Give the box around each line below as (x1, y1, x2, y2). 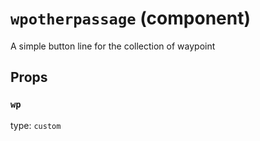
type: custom (10, 119, 62, 131)
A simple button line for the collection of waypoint (10, 40, 216, 52)
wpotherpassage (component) (10, 7, 251, 30)
